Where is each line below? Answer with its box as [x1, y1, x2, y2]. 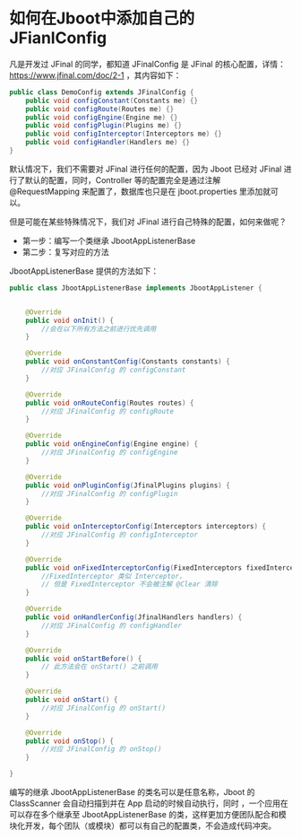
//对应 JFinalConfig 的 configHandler [41, 621, 182, 630]
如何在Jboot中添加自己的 [9, 8, 195, 29]
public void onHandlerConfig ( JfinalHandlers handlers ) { [25, 613, 243, 622]
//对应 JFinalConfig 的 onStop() [41, 745, 162, 754]
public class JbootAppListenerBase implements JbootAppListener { [9, 284, 262, 293]
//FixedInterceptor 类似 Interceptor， [41, 572, 186, 581]
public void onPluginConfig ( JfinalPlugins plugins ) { [25, 481, 230, 490]
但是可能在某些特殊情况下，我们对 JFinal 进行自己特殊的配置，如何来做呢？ [9, 216, 288, 227]
